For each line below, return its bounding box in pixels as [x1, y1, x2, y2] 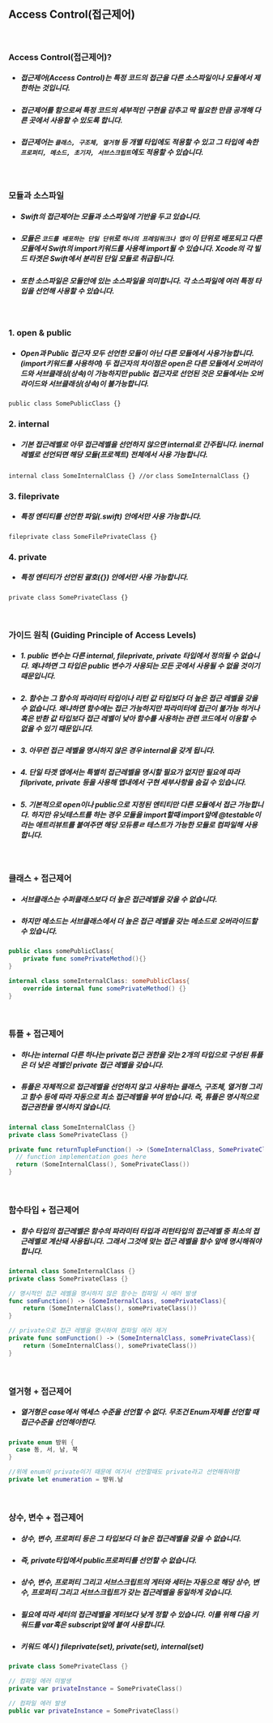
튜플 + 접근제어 [8, 1028, 65, 1040]
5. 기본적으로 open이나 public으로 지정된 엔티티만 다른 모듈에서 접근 [19, 799, 237, 809]
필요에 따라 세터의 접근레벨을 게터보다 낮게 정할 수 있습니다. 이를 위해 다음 [19, 1610, 250, 1619]
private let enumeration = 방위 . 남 [8, 1476, 124, 1484]
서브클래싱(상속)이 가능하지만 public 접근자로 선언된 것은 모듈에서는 [35, 368, 249, 378]
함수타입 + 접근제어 [8, 1204, 79, 1216]
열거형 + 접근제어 [8, 1385, 72, 1396]
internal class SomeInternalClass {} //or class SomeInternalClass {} [8, 472, 250, 480]
